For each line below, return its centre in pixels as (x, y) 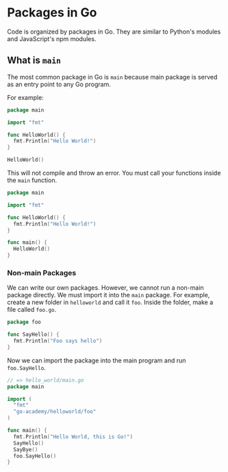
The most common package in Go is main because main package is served (112, 77)
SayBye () (26, 449)
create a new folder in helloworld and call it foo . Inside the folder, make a (110, 302)
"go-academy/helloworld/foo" (55, 412)
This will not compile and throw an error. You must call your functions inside (114, 173)
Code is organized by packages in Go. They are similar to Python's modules (114, 32)
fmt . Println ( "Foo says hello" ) (58, 341)
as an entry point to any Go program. (59, 84)
